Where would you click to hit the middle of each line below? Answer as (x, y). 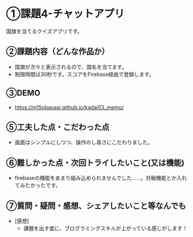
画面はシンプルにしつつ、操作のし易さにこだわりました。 (84, 142)
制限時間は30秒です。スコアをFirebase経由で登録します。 (84, 74)
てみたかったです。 (38, 185)
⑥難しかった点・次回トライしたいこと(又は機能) (95, 163)
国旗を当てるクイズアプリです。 (45, 31)
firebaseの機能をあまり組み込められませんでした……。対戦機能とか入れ (101, 178)
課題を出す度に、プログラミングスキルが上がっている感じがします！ (105, 228)
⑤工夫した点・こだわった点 (58, 127)
